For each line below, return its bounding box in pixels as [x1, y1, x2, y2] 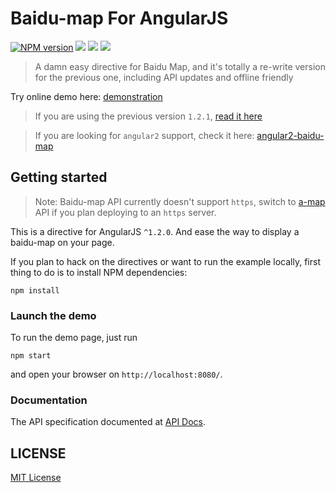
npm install [10, 285, 60, 296]
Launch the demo [10, 308, 97, 322]
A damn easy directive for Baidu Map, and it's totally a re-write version [34, 60, 326, 72]
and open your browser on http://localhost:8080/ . [10, 368, 223, 381]
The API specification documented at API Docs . [10, 416, 207, 428]
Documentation [10, 393, 88, 407]
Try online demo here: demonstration [10, 90, 163, 102]
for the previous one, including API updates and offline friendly [34, 71, 294, 83]
